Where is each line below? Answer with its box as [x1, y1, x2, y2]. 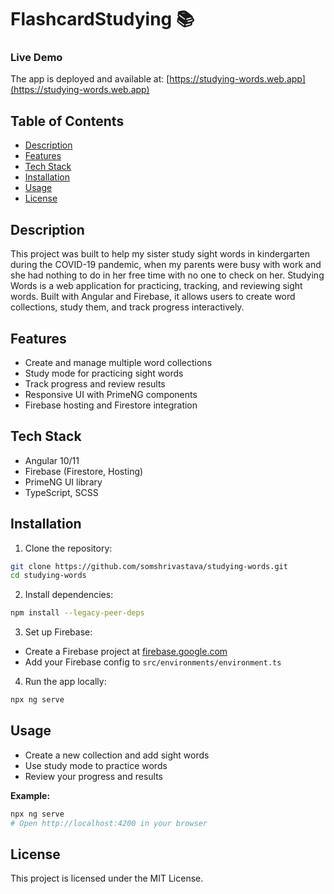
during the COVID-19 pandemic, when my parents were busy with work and [10, 259, 322, 271]
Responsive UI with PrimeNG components [24, 388, 198, 400]
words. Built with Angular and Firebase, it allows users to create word [10, 291, 296, 303]
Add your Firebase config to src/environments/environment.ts [24, 656, 282, 668]
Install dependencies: [24, 589, 114, 601]
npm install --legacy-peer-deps [10, 608, 145, 618]
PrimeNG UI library [24, 476, 103, 488]
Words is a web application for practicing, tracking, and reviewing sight [10, 280, 303, 292]
